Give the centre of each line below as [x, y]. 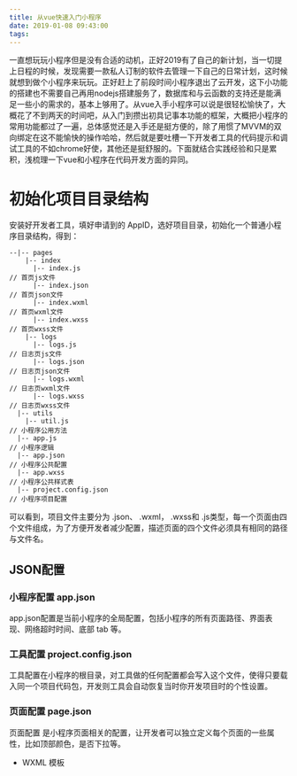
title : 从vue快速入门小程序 [55, 17]
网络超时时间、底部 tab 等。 [75, 629]
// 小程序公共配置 [38, 465]
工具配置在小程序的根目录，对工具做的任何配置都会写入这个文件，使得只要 [145, 675]
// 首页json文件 [36, 295]
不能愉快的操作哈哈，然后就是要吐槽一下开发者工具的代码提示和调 [168, 137]
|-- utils [35, 414]
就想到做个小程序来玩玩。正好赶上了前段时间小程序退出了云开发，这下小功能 [148, 82]
